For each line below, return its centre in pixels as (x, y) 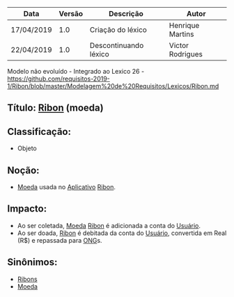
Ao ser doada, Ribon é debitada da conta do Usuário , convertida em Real (122, 233)
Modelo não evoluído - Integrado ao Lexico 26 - (76, 71)
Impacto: (27, 209)
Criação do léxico (118, 30)
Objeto (27, 148)
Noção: (23, 170)
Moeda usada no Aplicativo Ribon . (67, 187)
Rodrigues (186, 54)
